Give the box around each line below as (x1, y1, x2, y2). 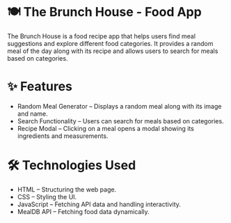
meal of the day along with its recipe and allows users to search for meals (7, 47, 218, 55)
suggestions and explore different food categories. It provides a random (7, 39, 214, 47)
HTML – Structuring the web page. (17, 185, 117, 194)
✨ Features (7, 79, 73, 95)
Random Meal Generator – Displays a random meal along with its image (17, 102, 222, 110)
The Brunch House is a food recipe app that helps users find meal (7, 31, 196, 40)
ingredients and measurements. (17, 132, 109, 140)
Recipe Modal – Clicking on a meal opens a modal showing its (17, 124, 195, 132)
